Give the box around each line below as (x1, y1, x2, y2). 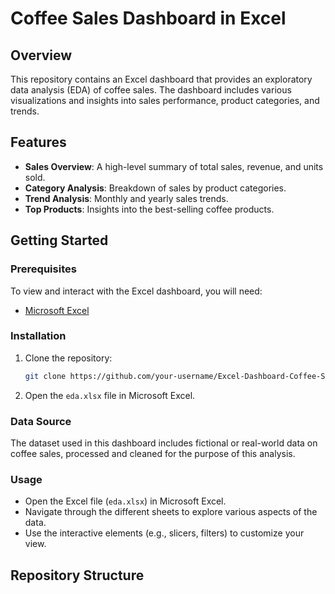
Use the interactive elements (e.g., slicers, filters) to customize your (24, 527, 305, 539)
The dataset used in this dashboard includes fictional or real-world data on (10, 437, 318, 449)
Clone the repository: (24, 352, 113, 364)
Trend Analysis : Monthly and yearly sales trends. (24, 192, 229, 204)
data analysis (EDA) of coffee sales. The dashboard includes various (10, 84, 292, 96)
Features (10, 134, 67, 151)
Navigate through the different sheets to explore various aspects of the (24, 506, 318, 518)
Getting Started (10, 232, 109, 249)
